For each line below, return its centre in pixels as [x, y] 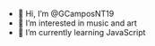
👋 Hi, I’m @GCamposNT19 [66, 14]
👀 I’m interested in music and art [77, 23]
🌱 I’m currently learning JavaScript [82, 32]
